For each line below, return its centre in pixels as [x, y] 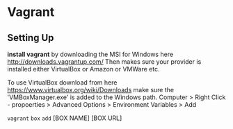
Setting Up [31, 38]
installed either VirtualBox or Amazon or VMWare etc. [83, 69]
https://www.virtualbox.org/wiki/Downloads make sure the [91, 90]
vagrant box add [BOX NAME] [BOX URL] [65, 118]
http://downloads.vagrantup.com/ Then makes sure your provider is [104, 62]
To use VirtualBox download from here [62, 83]
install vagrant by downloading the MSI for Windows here [90, 54]
